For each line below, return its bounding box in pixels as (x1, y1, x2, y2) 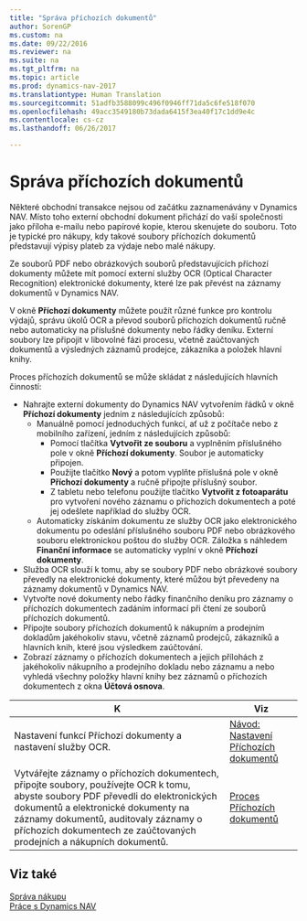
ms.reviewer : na (9, 48, 71, 57)
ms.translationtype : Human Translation (9, 90, 162, 99)
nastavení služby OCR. (14, 740, 111, 753)
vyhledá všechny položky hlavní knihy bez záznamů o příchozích (22, 670, 268, 681)
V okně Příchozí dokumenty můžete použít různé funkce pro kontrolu (9, 305, 272, 316)
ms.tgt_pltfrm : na (9, 65, 79, 74)
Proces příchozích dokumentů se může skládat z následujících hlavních (9, 371, 279, 382)
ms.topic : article (9, 73, 79, 82)
